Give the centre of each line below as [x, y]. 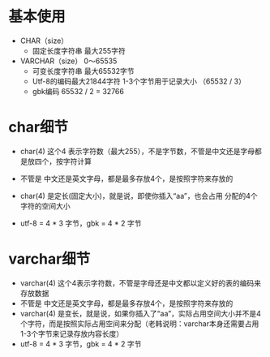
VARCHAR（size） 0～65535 [69, 61]
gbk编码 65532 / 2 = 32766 [78, 91]
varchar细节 [49, 259]
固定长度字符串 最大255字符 [79, 50]
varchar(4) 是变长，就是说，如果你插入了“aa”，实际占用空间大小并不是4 [140, 313]
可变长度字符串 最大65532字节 [84, 71]
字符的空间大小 [45, 206]
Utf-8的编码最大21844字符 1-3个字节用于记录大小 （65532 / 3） [139, 81]
